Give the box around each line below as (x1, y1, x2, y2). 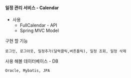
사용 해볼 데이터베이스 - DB (5, 58, 59, 64)
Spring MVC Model (19, 27, 59, 33)
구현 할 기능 (5, 38, 28, 44)
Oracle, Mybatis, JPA (5, 68, 50, 73)
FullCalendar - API (19, 22, 57, 28)
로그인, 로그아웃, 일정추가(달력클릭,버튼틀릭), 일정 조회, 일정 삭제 (5, 49, 127, 54)
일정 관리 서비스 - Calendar (5, 4, 59, 10)
